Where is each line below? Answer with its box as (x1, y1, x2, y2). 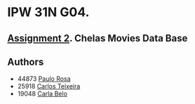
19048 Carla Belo (17, 89, 68, 98)
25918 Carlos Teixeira (17, 82, 81, 91)
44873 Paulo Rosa (17, 74, 72, 83)
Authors (7, 56, 44, 67)
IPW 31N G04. (7, 4, 90, 20)
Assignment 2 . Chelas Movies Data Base (7, 32, 188, 44)
